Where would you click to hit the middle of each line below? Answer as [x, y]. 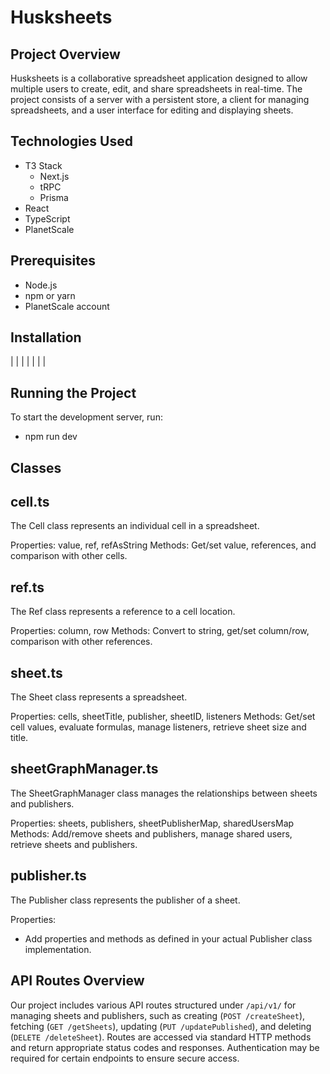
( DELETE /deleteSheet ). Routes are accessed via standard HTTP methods [161, 1037]
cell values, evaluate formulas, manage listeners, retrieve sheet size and [158, 727]
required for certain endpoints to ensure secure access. [125, 1058]
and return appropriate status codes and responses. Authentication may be [165, 1047]
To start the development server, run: [86, 417]
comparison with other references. [81, 642]
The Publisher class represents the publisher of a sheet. [125, 900]
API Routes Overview [77, 981]
